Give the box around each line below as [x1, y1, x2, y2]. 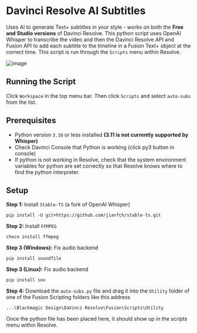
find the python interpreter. [14, 168, 80, 175]
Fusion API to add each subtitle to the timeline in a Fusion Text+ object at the [6, 42, 191, 49]
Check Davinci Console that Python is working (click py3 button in [14, 144, 175, 151]
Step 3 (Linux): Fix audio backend [6, 266, 89, 273]
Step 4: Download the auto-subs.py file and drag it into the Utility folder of [6, 287, 190, 294]
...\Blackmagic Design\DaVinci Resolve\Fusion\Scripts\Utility [6, 305, 164, 311]
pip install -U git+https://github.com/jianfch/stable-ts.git [6, 212, 161, 218]
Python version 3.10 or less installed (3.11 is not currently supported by [14, 131, 189, 138]
